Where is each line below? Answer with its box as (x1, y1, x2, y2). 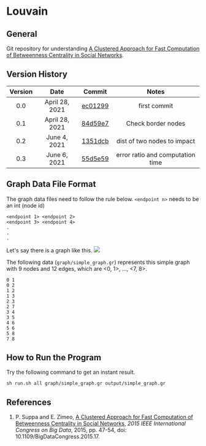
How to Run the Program (6, 352, 102, 363)
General (6, 29, 38, 39)
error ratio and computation (116, 150, 196, 159)
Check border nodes (126, 119, 186, 127)
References (6, 397, 51, 407)
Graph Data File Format (6, 179, 96, 189)
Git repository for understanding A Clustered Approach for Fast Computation (6, 45, 200, 52)
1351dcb (82, 137, 109, 145)
